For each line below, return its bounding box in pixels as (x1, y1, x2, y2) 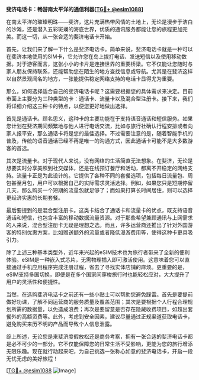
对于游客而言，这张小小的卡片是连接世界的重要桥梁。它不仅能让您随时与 (16, 60, 193, 67)
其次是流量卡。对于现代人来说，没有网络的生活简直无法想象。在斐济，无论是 (6, 157, 193, 164)
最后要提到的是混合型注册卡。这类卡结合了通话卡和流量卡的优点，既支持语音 (6, 207, 193, 213)
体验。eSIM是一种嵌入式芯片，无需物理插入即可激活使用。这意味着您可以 (6, 256, 185, 263)
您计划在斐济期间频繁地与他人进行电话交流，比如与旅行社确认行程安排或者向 (6, 122, 193, 129)
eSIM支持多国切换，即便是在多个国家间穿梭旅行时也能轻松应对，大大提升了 (6, 271, 190, 278)
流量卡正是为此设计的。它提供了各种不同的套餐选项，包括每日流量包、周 (16, 172, 193, 179)
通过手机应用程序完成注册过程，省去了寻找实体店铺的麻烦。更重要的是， (11, 264, 188, 271)
